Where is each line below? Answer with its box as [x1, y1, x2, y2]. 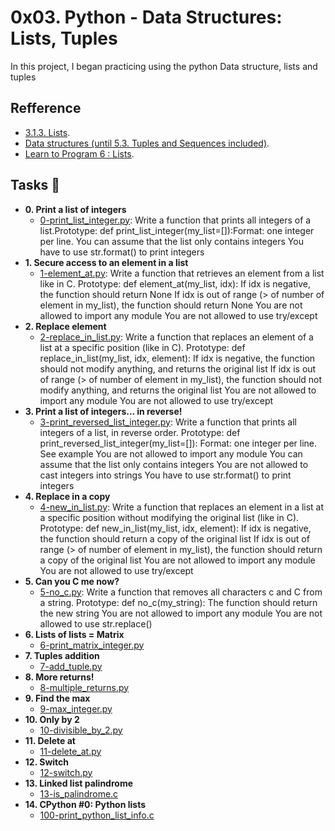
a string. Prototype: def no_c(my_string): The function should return [39, 596, 318, 608]
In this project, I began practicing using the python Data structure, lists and [10, 60, 318, 72]
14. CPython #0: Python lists [24, 798, 147, 810]
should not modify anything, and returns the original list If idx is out [39, 362, 317, 375]
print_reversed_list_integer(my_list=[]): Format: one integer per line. [39, 437, 318, 449]
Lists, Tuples [10, 27, 118, 50]
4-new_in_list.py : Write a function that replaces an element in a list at [39, 501, 325, 513]
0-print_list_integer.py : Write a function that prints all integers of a [39, 214, 312, 226]
